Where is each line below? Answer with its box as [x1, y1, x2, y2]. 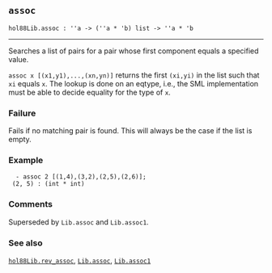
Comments [8, 199, 53, 210]
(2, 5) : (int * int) [11, 180, 85, 188]
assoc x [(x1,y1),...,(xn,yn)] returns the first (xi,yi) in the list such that [8, 70, 260, 80]
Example [8, 155, 44, 166]
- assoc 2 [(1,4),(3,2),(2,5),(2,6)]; [15, 173, 147, 181]
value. [8, 54, 29, 64]
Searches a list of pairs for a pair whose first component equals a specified [8, 46, 259, 56]
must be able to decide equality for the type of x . [8, 87, 172, 97]
